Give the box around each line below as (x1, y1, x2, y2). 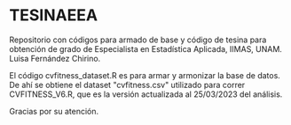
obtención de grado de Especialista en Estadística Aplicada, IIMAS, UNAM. (9, 43, 282, 54)
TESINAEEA (9, 5, 98, 26)
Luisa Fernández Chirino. (9, 53, 101, 63)
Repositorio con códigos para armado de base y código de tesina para (9, 34, 267, 45)
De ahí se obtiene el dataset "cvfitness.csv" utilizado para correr (9, 79, 246, 90)
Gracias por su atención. (9, 106, 99, 116)
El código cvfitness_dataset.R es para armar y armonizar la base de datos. (9, 70, 281, 80)
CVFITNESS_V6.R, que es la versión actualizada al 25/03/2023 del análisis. (9, 89, 283, 99)
